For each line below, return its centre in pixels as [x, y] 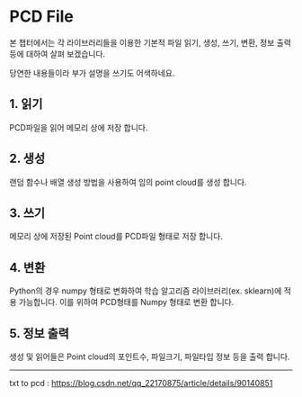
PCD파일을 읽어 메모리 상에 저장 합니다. [79, 127]
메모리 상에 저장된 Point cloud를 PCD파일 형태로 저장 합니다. [116, 237]
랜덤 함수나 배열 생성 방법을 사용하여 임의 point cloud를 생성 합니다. [128, 182]
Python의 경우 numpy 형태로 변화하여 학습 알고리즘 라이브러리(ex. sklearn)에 [146, 291]
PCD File [41, 17]
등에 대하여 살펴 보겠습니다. [58, 54]
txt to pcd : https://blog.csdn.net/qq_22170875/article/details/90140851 [141, 383]
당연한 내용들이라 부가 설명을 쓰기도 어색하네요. [92, 73]
